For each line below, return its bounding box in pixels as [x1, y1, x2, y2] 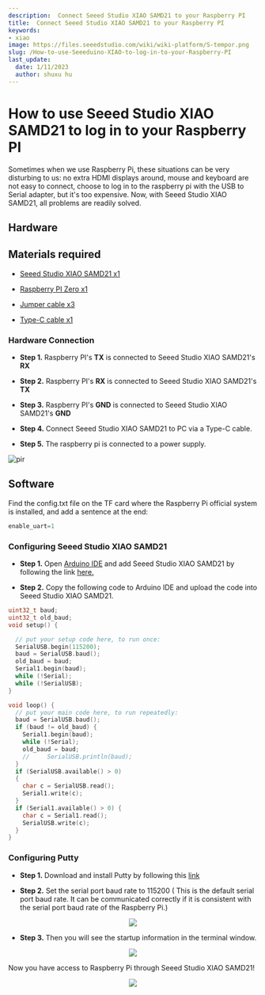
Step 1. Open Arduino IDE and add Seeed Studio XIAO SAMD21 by [19, 559, 235, 568]
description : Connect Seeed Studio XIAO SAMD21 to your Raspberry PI [8, 11, 246, 20]
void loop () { [8, 701, 55, 709]
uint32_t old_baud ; [8, 613, 73, 621]
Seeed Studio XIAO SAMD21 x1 [19, 268, 120, 278]
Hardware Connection [8, 334, 95, 345]
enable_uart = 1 [8, 522, 55, 530]
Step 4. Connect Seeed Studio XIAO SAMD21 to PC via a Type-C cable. [19, 424, 252, 434]
